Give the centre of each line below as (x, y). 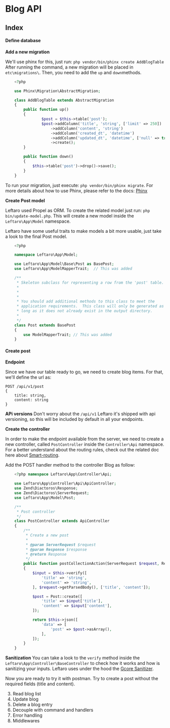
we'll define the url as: (28, 377)
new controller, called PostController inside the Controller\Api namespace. (85, 444)
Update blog (26, 699)
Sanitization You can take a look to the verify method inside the (73, 658)
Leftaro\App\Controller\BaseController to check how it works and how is (83, 663)
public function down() (48, 157)
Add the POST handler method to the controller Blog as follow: (70, 465)
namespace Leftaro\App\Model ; (46, 255)
